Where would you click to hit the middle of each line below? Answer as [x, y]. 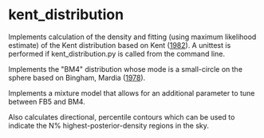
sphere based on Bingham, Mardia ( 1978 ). [77, 77]
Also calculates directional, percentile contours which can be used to [122, 116]
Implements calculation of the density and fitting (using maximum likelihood [132, 37]
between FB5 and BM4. [47, 101]
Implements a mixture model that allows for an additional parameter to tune [132, 93]
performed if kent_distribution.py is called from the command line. [117, 53]
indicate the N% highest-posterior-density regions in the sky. [109, 125]
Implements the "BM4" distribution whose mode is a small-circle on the [126, 69]
